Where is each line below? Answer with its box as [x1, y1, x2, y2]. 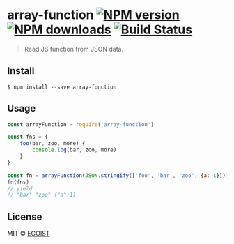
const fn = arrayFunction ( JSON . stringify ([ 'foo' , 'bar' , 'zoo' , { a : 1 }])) [7, 171, 229, 179]
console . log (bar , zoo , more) [32, 146, 117, 153]
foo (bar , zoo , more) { [19, 140, 86, 147]
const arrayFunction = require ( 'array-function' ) [7, 121, 155, 128]
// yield [7, 185, 33, 192]
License [7, 211, 42, 222]
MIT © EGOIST [7, 229, 50, 238]
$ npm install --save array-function [7, 84, 117, 91]
